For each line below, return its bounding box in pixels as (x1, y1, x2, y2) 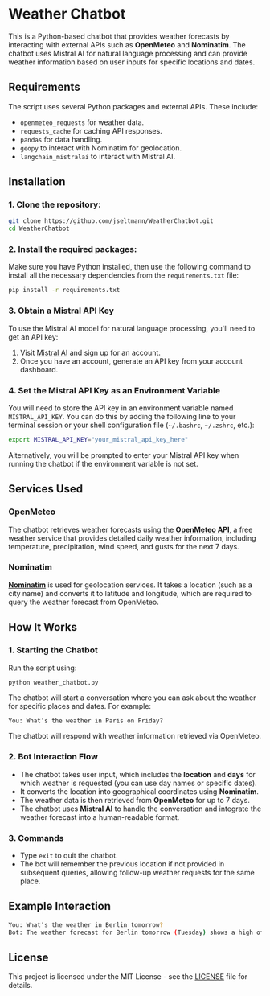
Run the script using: (8, 663, 77, 673)
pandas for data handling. (19, 134, 103, 144)
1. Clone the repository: (8, 199, 102, 210)
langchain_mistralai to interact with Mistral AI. (19, 151, 176, 161)
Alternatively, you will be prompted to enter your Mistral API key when (8, 450, 239, 459)
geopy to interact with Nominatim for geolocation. (19, 142, 182, 153)
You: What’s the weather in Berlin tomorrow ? (8, 920, 163, 929)
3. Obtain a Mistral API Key (8, 305, 115, 316)
